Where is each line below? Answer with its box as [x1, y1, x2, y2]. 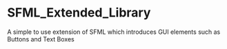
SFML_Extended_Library [7, 5, 151, 21]
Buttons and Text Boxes [7, 35, 75, 43]
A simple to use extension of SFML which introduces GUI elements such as [7, 28, 221, 36]
